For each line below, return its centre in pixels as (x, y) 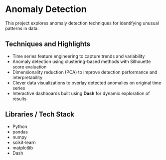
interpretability (27, 77)
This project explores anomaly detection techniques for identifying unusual (82, 23)
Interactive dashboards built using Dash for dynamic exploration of (81, 93)
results (19, 98)
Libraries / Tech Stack (40, 114)
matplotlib (23, 147)
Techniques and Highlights (48, 44)
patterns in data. (22, 28)
